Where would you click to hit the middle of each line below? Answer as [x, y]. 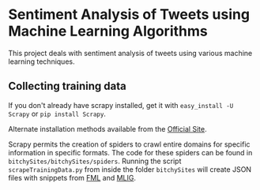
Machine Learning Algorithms [108, 31]
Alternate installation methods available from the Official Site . [107, 129]
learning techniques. [41, 61]
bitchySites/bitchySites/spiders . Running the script [95, 161]
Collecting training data [67, 86]
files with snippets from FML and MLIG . [72, 177]
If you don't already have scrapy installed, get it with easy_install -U [121, 105]
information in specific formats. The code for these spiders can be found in [130, 152]
